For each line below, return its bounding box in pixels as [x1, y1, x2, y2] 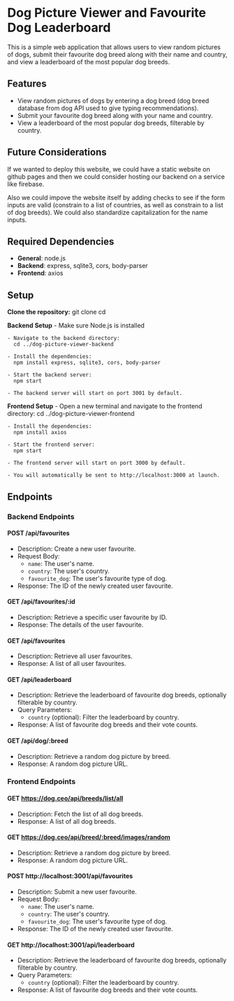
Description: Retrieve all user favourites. [17, 652, 133, 660]
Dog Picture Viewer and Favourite [7, 5, 206, 21]
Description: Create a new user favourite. [17, 544, 136, 553]
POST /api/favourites [7, 529, 70, 537]
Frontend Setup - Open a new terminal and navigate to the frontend [7, 402, 203, 410]
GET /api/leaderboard [7, 675, 72, 683]
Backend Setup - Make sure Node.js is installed [7, 321, 145, 329]
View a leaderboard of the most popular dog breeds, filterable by [17, 119, 205, 127]
